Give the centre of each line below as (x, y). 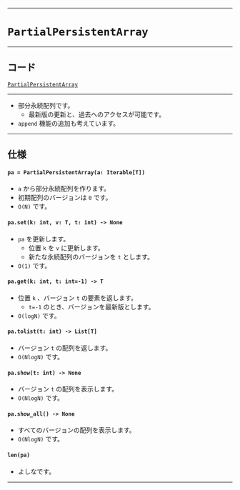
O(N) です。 (34, 206)
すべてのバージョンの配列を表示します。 (76, 430)
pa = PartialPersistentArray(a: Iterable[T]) (76, 172)
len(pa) (19, 455)
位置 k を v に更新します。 (66, 248)
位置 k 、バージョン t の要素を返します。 (77, 298)
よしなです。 (36, 471)
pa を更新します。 (44, 239)
